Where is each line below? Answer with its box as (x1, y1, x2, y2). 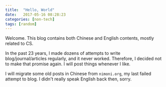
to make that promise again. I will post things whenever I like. (5, 61, 131, 67)
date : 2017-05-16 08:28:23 (5, 12, 66, 17)
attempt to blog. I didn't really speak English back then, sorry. (5, 76, 132, 82)
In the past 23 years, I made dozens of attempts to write (5, 50, 121, 56)
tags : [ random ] (5, 21, 37, 27)
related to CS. (5, 41, 33, 47)
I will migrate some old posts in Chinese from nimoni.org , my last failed (5, 71, 151, 77)
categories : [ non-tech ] (5, 17, 55, 22)
